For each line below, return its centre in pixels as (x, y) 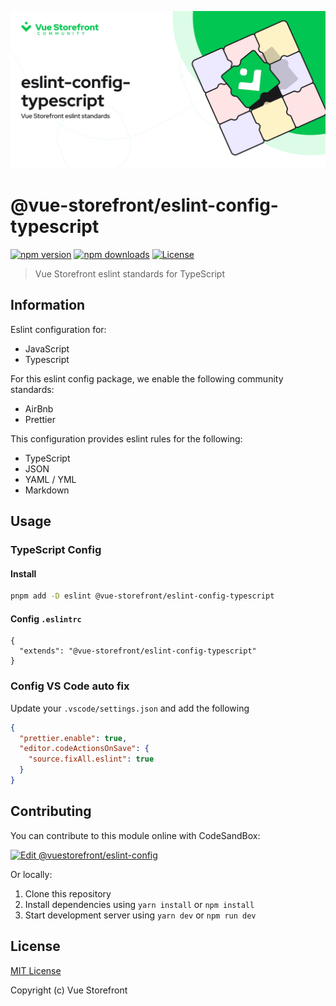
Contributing (51, 811)
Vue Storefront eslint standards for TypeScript (129, 273)
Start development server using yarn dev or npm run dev (140, 915)
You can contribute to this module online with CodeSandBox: (135, 835)
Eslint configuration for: (58, 329)
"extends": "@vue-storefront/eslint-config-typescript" (138, 651)
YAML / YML (50, 479)
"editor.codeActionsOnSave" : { (84, 749)
